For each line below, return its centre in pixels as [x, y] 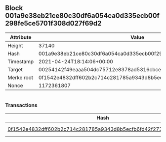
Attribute [21, 37]
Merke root [21, 77]
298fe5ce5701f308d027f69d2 [53, 23]
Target [15, 69]
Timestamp [21, 61]
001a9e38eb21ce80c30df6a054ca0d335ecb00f [82, 16]
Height [15, 45]
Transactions [21, 105]
